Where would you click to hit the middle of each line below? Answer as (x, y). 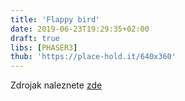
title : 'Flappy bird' (55, 19)
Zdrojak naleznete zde (56, 85)
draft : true (35, 38)
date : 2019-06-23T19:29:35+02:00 (80, 29)
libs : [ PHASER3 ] (44, 47)
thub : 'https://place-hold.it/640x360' (93, 57)
